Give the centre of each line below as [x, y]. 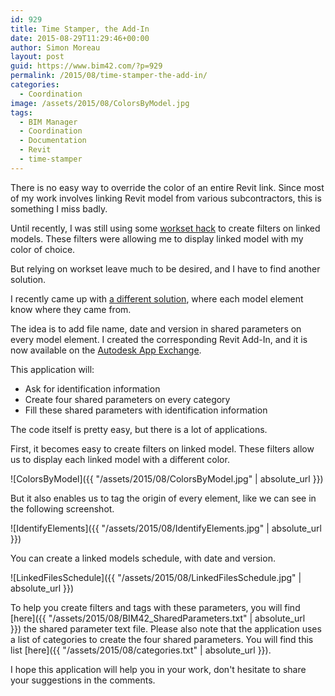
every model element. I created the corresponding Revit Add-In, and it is [159, 339]
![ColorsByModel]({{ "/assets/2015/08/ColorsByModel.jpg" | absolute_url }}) [167, 478]
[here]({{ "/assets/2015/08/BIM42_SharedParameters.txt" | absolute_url [158, 618]
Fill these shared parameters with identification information [146, 410]
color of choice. [43, 249]
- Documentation [53, 141]
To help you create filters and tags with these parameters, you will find [155, 607]
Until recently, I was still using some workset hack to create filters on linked [165, 228]
